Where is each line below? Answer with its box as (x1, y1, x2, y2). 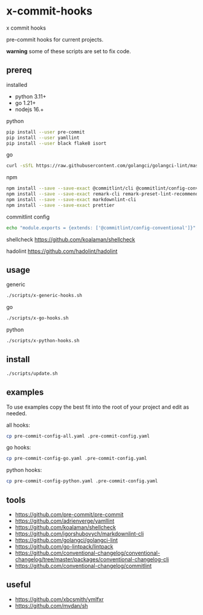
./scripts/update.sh (6, 370, 59, 377)
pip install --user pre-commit (6, 129, 85, 135)
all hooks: (6, 421, 30, 429)
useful (6, 579, 31, 590)
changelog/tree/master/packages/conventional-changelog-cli (14, 556, 169, 562)
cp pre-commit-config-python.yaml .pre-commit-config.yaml (6, 478, 158, 484)
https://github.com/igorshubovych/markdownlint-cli (14, 530, 144, 537)
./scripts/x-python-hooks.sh (6, 338, 80, 344)
